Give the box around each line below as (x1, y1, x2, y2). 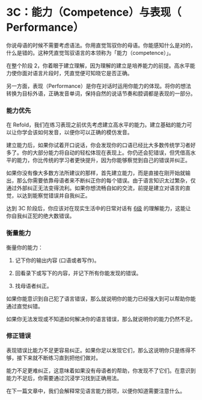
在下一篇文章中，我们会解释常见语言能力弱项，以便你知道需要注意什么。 (6, 387, 185, 395)
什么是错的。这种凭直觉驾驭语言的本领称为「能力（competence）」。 (6, 49, 174, 56)
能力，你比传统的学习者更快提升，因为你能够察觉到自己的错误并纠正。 (16, 157, 191, 164)
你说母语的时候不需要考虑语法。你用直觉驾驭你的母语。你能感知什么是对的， (6, 42, 196, 49)
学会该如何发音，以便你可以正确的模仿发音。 (22, 129, 133, 136)
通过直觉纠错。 (6, 302, 43, 310)
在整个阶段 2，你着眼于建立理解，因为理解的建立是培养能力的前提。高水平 (6, 61, 191, 69)
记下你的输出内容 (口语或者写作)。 (14, 257, 100, 264)
